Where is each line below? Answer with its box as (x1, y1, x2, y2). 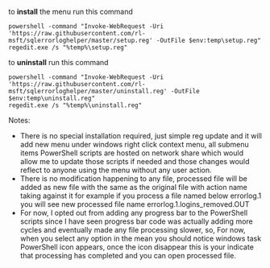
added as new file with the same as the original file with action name (19, 183, 247, 192)
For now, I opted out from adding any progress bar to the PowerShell (19, 208, 248, 217)
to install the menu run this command (8, 7, 133, 16)
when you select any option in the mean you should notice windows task (19, 233, 262, 243)
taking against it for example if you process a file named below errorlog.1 (19, 191, 262, 200)
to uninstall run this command (8, 58, 109, 67)
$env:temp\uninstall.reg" (8, 94, 95, 102)
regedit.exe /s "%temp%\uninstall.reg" (8, 101, 143, 109)
